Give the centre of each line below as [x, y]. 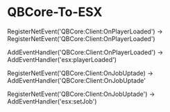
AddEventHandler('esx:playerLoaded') [62, 59]
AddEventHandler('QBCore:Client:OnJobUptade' [76, 80]
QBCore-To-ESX [55, 12]
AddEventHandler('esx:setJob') [52, 101]
